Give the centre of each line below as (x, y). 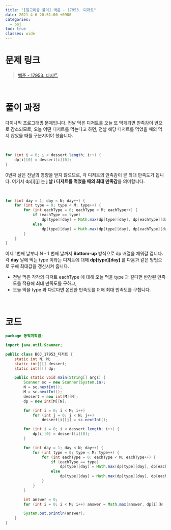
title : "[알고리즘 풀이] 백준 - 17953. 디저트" (51, 10)
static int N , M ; (33, 359)
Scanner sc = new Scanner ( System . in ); (65, 382)
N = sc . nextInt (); (43, 387)
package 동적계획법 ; (24, 336)
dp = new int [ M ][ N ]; (45, 401)
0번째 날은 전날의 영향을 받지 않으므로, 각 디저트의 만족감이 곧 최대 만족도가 (80, 175)
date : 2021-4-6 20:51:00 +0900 (38, 15)
